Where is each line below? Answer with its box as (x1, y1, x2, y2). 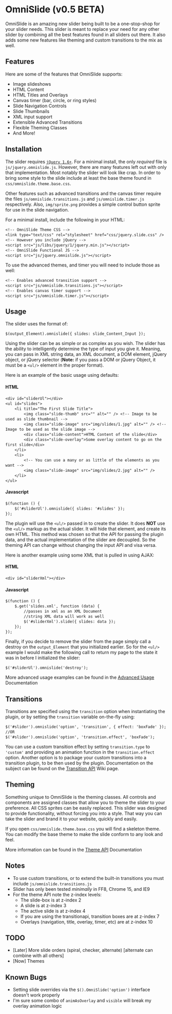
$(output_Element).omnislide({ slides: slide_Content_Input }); (5, 331, 146, 337)
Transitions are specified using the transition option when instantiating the (5, 709, 165, 714)
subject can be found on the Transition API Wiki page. (5, 766, 119, 771)
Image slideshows (12, 81, 51, 87)
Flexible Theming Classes (12, 124, 68, 130)
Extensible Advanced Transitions (12, 119, 83, 125)
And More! (12, 130, 35, 136)
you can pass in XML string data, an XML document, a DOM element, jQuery (5, 351, 167, 357)
